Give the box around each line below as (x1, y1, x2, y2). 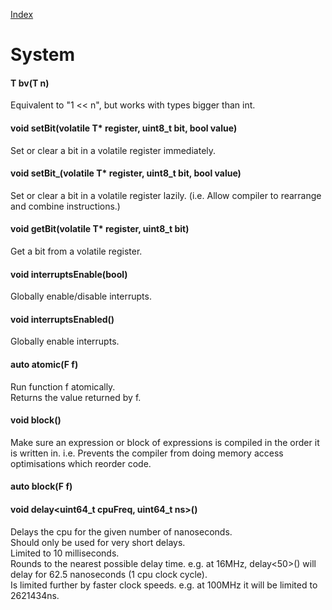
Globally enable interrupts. (10, 335, 120, 348)
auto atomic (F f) (10, 359, 79, 370)
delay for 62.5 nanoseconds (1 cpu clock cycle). (10, 568, 208, 580)
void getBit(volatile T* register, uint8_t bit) (10, 223, 190, 235)
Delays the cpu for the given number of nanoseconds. (10, 525, 233, 538)
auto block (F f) (10, 480, 73, 493)
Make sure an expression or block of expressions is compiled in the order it (10, 436, 320, 448)
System (10, 44, 76, 66)
